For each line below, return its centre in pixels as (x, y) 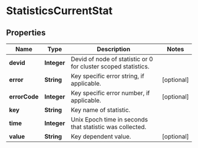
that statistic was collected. (108, 127)
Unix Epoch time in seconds (109, 119)
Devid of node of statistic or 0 (112, 59)
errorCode (24, 97)
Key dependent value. (101, 137)
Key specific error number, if (110, 93)
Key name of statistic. (100, 110)
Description (114, 49)
